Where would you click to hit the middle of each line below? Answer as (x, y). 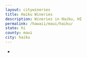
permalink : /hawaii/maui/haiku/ (39, 24)
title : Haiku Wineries (29, 14)
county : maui (19, 33)
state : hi (16, 28)
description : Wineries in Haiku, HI (43, 19)
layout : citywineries (28, 10)
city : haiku (18, 38)
